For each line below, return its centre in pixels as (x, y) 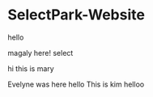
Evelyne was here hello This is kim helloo (76, 84)
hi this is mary (31, 68)
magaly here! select (40, 53)
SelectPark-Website (76, 15)
